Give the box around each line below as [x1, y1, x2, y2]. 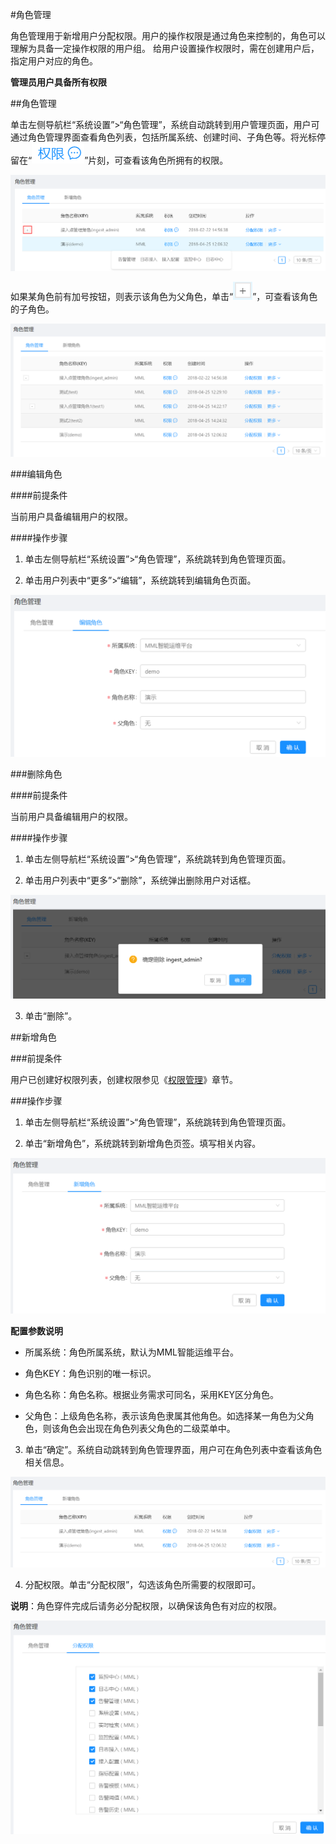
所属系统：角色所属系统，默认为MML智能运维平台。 [24, 1346, 240, 1358]
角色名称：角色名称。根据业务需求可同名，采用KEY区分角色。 [24, 1388, 280, 1400]
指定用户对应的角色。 [10, 55, 98, 67]
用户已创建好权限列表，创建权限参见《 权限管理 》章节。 [10, 1073, 238, 1085]
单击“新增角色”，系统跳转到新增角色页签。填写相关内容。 [24, 1137, 262, 1149]
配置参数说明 [10, 1324, 63, 1337]
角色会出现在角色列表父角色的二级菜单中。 [59, 1422, 236, 1434]
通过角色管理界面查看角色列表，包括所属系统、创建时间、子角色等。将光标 [10, 131, 317, 143]
